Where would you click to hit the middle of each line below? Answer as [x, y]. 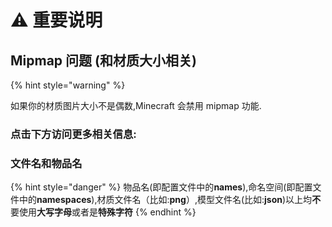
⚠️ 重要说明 [56, 20]
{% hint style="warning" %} [68, 85]
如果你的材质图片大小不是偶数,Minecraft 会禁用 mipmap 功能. [136, 105]
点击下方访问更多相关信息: [73, 134]
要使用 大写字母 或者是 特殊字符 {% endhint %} [103, 212]
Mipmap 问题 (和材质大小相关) [103, 60]
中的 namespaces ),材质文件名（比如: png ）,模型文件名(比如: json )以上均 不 [170, 200]
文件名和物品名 [46, 163]
